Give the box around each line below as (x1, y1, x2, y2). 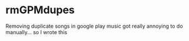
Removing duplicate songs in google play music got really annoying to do (5, 23, 183, 29)
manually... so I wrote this (5, 28, 68, 35)
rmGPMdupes (5, 3, 75, 17)
